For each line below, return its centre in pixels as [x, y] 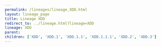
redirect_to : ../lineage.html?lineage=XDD [49, 23]
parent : [13, 32]
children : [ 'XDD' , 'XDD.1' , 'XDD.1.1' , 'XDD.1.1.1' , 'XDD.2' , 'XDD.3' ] [81, 37]
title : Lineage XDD [25, 19]
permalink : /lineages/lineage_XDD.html [46, 10]
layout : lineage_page [27, 14]
